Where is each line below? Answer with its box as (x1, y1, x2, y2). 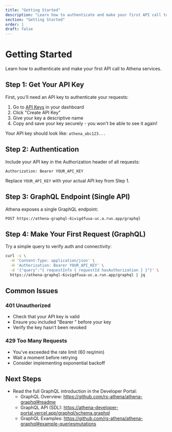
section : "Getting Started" (5, 17, 66, 22)
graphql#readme (20, 399, 56, 405)
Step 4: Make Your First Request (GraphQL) (5, 230, 146, 238)
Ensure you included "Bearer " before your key (12, 319, 112, 325)
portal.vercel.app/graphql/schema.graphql (20, 410, 110, 416)
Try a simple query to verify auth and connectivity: (5, 243, 112, 250)
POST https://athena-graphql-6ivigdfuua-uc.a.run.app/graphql (5, 216, 141, 221)
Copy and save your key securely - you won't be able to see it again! (12, 120, 158, 126)
